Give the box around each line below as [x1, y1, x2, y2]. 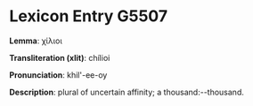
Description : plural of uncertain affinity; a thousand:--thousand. [9, 87, 245, 97]
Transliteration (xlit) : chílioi [9, 52, 110, 63]
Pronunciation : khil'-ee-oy [9, 69, 108, 80]
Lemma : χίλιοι [9, 35, 62, 46]
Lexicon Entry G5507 [9, 6, 167, 26]
